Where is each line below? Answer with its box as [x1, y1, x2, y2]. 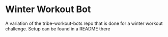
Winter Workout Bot [5, 4, 91, 15]
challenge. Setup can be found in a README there [5, 25, 110, 31]
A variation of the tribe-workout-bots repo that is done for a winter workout [5, 20, 163, 26]
